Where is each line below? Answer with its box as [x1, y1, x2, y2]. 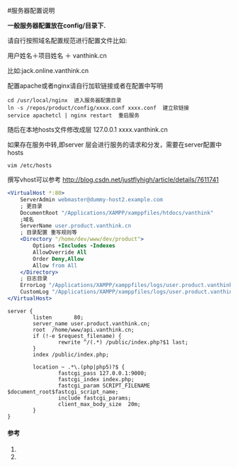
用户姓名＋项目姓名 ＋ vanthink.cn [7, 52, 108, 60]
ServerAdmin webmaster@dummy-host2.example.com [20, 196, 163, 203]
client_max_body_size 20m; [57, 400, 141, 407]
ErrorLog [20, 282, 46, 289]
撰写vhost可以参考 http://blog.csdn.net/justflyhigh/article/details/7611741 [7, 176, 220, 184]
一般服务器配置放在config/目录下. [7, 21, 106, 30]
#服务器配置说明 [7, 6, 55, 14]
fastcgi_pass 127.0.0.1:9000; [57, 369, 147, 377]
